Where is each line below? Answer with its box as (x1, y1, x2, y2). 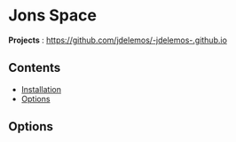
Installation (20, 83, 62, 94)
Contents (8, 60, 61, 75)
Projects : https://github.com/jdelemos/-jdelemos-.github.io (8, 35, 228, 45)
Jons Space (8, 5, 97, 26)
